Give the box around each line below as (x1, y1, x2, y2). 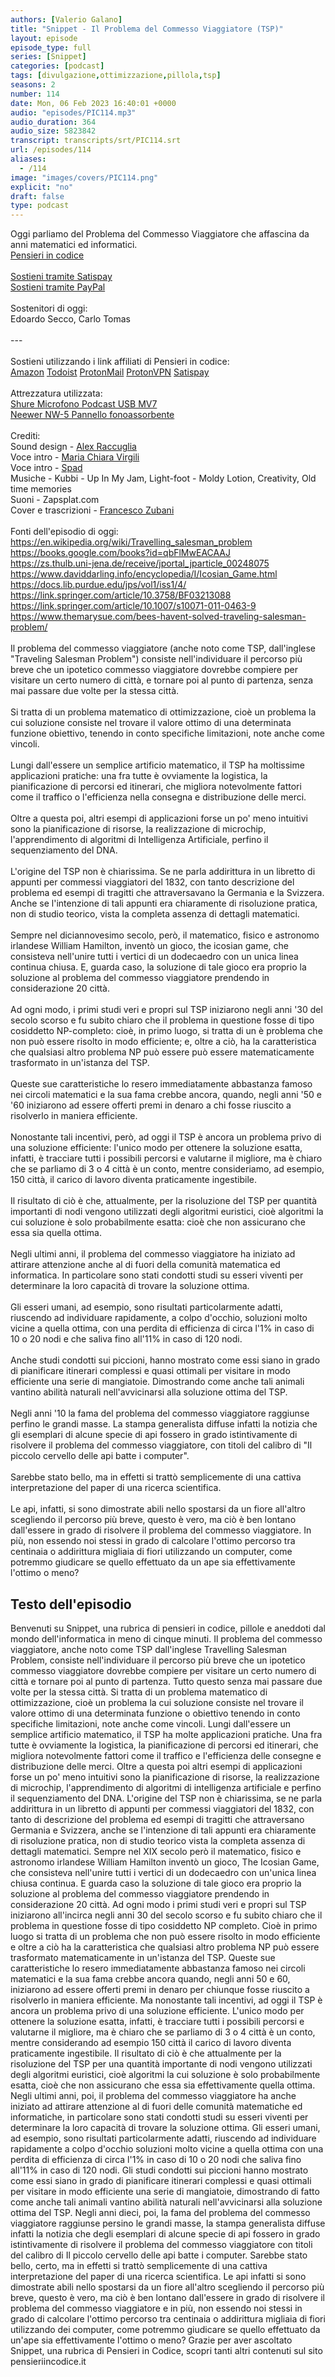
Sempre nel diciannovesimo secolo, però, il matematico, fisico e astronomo (10, 929, 320, 941)
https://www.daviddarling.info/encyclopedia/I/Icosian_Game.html (10, 568, 278, 580)
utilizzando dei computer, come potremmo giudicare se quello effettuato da (10, 2323, 321, 2335)
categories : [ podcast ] (10, 61, 105, 71)
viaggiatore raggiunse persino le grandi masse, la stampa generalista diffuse (10, 2217, 326, 2229)
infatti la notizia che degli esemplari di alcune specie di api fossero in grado (10, 2227, 321, 2240)
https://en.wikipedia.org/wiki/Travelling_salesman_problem (10, 536, 253, 548)
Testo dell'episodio (10, 1596, 132, 1613)
